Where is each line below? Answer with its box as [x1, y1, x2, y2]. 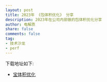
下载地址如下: [5, 60, 34, 67]
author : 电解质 [5, 22, 35, 27]
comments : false [5, 31, 40, 36]
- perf [5, 46, 20, 51]
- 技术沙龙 [5, 41, 26, 46]
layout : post [5, 7, 33, 13]
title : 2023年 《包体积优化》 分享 [5, 12, 74, 17]
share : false [5, 27, 33, 32]
